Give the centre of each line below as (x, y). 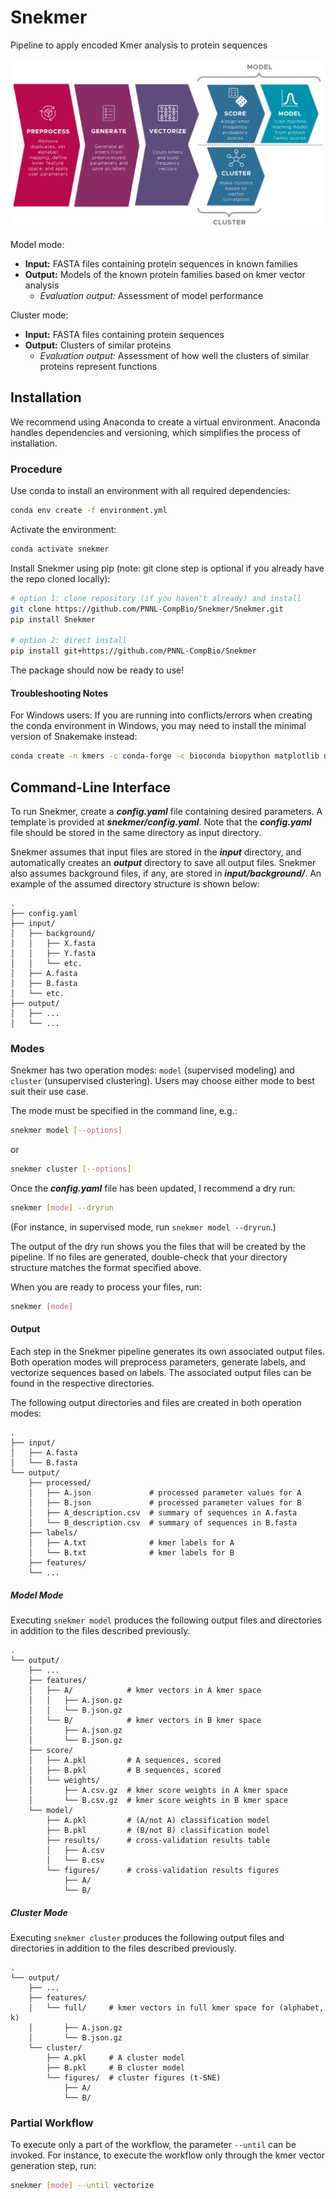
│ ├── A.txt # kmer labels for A (131, 1543)
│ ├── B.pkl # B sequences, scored (125, 1771)
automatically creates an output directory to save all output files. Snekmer (163, 863)
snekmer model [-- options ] (66, 1131)
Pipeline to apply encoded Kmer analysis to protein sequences (139, 45)
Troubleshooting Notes (59, 693)
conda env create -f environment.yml (89, 511)
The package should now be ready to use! (97, 670)
